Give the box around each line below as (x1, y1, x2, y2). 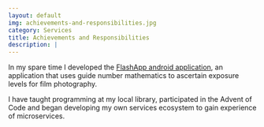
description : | (8, 41, 58, 49)
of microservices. (8, 111, 65, 121)
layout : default (8, 11, 61, 20)
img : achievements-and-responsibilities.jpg (8, 19, 157, 27)
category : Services (8, 26, 73, 34)
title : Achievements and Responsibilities (8, 33, 150, 42)
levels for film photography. (8, 80, 98, 89)
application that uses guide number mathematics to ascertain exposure (8, 71, 240, 80)
